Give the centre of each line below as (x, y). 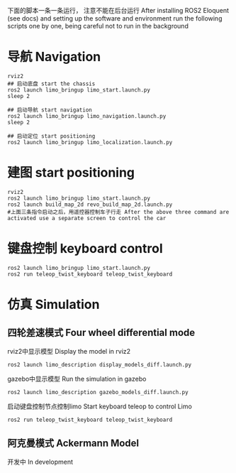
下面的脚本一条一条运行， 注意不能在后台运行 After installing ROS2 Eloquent (118, 10)
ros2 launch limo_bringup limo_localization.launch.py (90, 142)
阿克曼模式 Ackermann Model (73, 444)
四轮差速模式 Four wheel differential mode (101, 333)
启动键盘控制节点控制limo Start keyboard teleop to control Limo (100, 406)
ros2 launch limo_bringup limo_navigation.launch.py (87, 116)
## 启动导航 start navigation (50, 110)
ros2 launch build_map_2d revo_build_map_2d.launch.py (90, 205)
